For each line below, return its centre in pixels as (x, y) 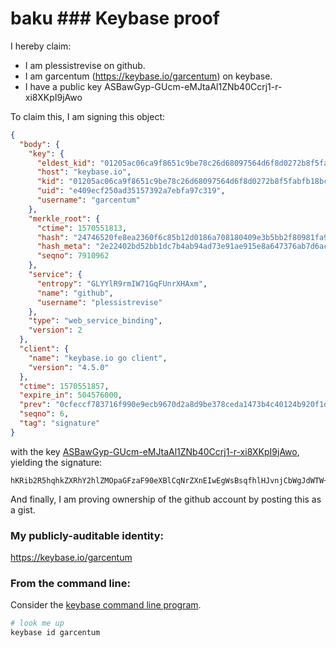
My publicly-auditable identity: (87, 535)
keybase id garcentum (55, 633)
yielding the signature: (56, 462)
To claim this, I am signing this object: (88, 116)
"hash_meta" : (64, 247)
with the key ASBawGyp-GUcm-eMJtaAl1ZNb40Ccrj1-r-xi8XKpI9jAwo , (155, 451)
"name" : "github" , (75, 293)
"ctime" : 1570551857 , (64, 386)
